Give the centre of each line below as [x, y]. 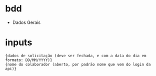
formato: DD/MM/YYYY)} [29, 60]
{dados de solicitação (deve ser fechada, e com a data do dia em [76, 56]
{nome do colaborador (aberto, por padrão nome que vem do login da [78, 64]
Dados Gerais [26, 22]
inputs [19, 42]
